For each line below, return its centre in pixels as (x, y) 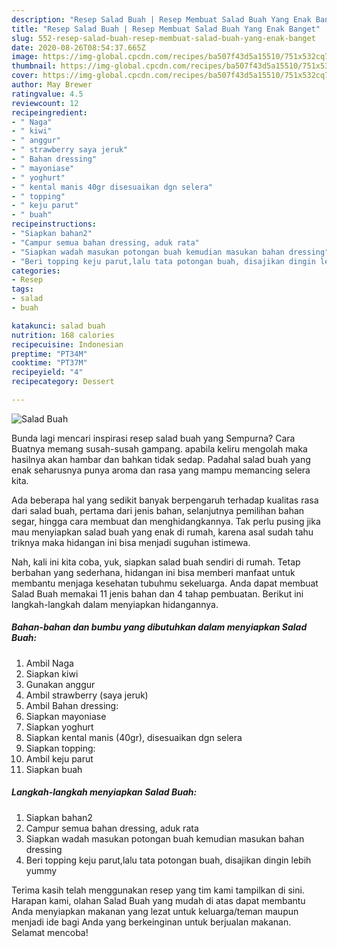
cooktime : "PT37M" (49, 363)
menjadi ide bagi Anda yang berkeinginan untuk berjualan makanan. (151, 922)
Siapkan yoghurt (59, 727)
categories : (36, 271)
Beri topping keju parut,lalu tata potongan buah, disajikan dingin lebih (168, 860)
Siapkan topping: (60, 748)
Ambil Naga (49, 663)
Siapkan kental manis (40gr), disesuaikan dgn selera (134, 737)
